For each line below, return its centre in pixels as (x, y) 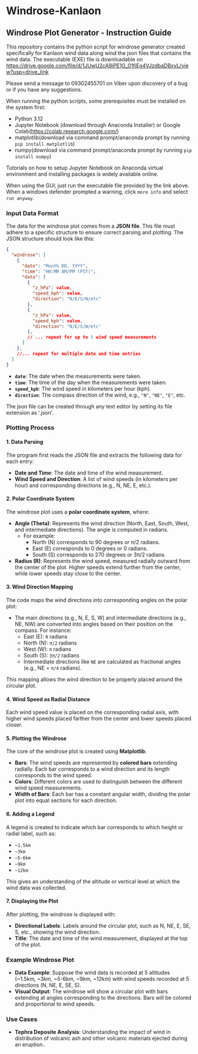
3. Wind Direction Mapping (40, 587)
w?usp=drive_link (27, 72)
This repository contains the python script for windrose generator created (96, 47)
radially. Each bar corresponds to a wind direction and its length (92, 769)
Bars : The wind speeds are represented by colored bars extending (96, 763)
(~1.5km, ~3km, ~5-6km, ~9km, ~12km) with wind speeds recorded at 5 (102, 979)
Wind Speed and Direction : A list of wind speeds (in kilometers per (96, 479)
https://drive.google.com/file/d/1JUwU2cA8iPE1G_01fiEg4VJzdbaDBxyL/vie (98, 66)
